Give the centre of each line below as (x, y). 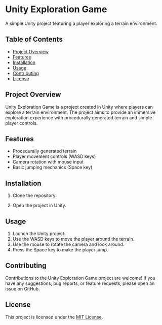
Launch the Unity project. (39, 234)
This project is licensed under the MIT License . (54, 317)
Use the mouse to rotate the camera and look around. (68, 244)
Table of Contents (34, 39)
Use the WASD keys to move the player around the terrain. (73, 239)
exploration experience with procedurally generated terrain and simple (79, 117)
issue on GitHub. (23, 288)
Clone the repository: (35, 196)
